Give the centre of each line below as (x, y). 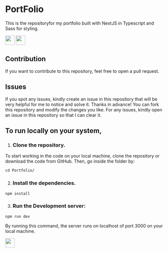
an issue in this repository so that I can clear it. (53, 115)
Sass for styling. (22, 28)
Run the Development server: (49, 206)
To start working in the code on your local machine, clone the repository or (82, 156)
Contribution (26, 59)
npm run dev (18, 216)
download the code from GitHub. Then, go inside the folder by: (70, 161)
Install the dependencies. (44, 183)
